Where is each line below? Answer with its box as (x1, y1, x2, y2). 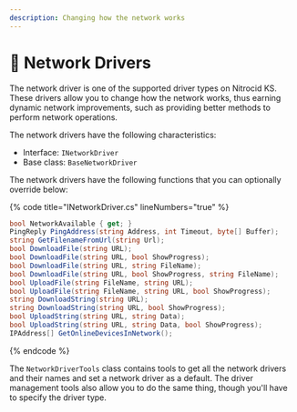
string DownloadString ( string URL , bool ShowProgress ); (9, 304, 226, 313)
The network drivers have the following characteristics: (9, 129, 217, 140)
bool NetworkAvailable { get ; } (9, 219, 132, 228)
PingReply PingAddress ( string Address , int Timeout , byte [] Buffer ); (9, 227, 280, 236)
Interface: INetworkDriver (22, 146, 119, 157)
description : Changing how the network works (9, 13, 185, 23)
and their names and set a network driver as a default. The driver (9, 372, 253, 383)
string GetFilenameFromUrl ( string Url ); (9, 236, 166, 246)
